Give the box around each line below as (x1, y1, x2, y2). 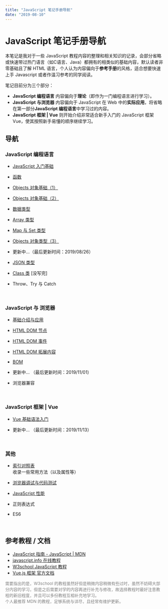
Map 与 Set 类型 (12, 227, 46, 234)
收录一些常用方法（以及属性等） (12, 469, 79, 475)
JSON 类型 (12, 260, 35, 266)
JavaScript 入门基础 (12, 163, 54, 169)
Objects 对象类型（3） (12, 238, 59, 244)
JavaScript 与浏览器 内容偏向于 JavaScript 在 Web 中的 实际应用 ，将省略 (12, 99, 162, 106)
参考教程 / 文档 (5, 537, 51, 545)
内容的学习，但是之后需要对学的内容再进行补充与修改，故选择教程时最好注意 (9, 586, 156, 592)
